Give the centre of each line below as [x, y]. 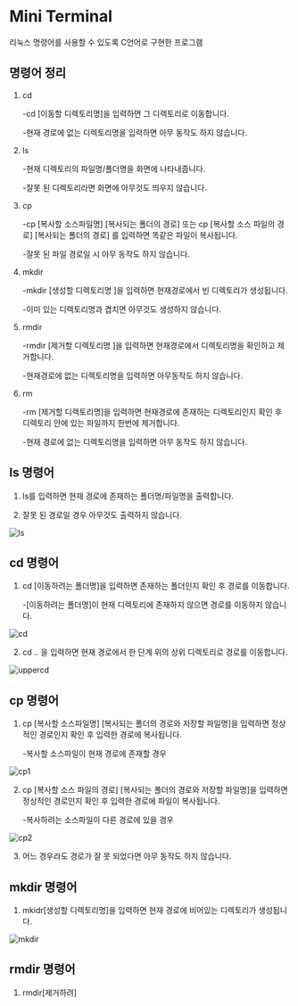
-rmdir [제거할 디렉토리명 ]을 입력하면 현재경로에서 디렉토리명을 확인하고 [149, 345]
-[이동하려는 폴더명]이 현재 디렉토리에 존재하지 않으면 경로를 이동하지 [142, 605]
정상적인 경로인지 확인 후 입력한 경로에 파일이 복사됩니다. [121, 801]
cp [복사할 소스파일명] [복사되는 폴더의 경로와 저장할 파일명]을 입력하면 [145, 723]
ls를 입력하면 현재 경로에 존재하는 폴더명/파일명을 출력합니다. [128, 496]
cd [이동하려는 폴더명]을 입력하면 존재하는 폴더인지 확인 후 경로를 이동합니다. [156, 586]
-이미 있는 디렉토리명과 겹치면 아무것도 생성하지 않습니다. [121, 309]
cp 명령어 [34, 701]
